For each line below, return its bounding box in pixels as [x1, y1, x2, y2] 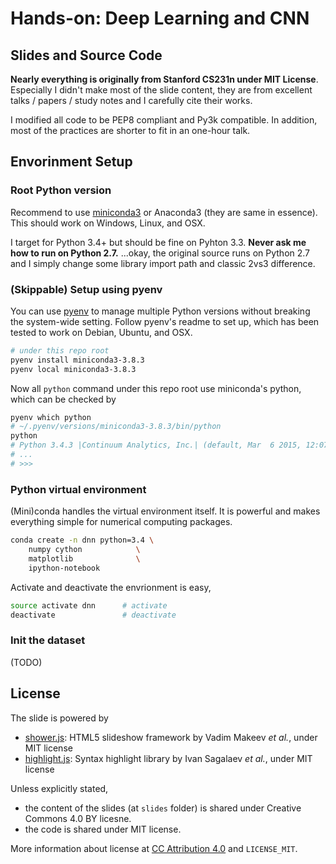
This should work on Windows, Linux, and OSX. [10, 217, 206, 229]
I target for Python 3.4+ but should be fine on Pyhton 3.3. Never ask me [10, 236, 307, 248]
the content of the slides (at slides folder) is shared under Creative [24, 802, 302, 814]
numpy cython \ [28, 545, 141, 555]
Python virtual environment [10, 482, 147, 496]
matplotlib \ [28, 553, 141, 564]
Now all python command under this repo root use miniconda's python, [10, 382, 302, 394]
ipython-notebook [28, 563, 101, 573]
